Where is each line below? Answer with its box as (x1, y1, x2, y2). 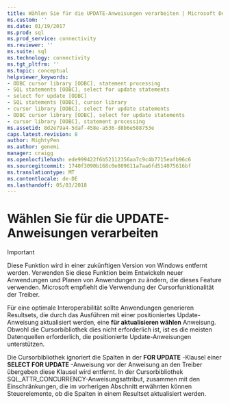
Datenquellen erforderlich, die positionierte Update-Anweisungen (7, 333, 192, 341)
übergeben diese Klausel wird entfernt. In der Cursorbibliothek (7, 368, 183, 376)
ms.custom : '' (7, 16, 48, 23)
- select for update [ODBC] (7, 93, 88, 100)
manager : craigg (7, 150, 53, 157)
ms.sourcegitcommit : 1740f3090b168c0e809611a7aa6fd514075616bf (7, 162, 192, 170)
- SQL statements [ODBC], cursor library (7, 99, 127, 106)
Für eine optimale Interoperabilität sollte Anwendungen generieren (7, 304, 194, 312)
